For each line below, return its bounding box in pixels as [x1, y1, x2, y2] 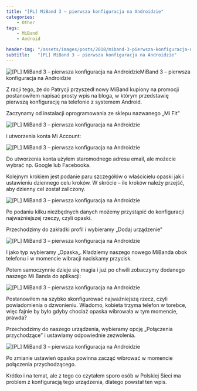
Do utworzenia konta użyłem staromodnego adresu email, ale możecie [6, 155, 176, 162]
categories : [6, 14, 35, 20]
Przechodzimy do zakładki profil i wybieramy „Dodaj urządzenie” [6, 226, 163, 233]
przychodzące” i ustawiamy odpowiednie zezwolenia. [6, 332, 136, 339]
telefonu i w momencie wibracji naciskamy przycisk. [6, 255, 132, 262]
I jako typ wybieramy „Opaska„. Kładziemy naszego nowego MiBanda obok [6, 248, 188, 256]
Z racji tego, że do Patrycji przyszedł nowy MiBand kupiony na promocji [6, 86, 179, 93]
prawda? [6, 314, 28, 321]
